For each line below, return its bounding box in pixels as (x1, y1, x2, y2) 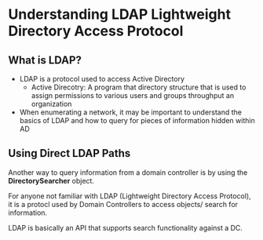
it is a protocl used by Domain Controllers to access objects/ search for (8, 199, 238, 209)
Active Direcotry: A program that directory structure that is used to (31, 82, 247, 92)
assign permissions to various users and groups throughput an (31, 91, 234, 100)
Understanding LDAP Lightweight (8, 5, 232, 24)
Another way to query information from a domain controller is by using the (8, 167, 248, 177)
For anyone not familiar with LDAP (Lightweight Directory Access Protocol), (8, 191, 251, 201)
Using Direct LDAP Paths (8, 147, 131, 160)
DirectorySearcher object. (8, 176, 94, 185)
